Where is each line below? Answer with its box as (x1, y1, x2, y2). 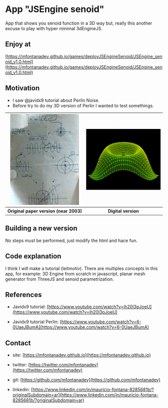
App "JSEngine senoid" (5, 4, 104, 15)
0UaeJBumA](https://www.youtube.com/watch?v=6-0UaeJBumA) (12, 324, 149, 330)
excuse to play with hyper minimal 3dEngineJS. (5, 25, 102, 31)
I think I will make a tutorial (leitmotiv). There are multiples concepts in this (5, 265, 158, 271)
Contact (5, 339, 31, 347)
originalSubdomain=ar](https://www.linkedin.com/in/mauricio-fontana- (12, 392, 158, 398)
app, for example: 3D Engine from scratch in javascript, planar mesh (5, 270, 145, 277)
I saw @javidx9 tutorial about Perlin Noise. (12, 97, 100, 103)
